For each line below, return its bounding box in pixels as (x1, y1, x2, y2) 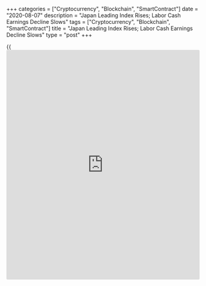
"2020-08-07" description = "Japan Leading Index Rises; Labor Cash (6, 12, 181, 19)
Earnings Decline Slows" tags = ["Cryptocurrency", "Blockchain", (6, 18, 170, 25)
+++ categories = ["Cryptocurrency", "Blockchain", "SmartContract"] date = (6, 6, 199, 12)
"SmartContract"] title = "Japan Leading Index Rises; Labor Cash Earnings (6, 24, 193, 32)
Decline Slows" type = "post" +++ (6, 31, 93, 39)
